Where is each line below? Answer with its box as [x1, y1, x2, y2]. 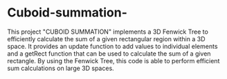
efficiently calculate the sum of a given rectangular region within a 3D [7, 34, 206, 43]
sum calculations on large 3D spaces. [7, 64, 114, 72]
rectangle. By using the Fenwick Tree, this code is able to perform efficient [7, 56, 220, 65]
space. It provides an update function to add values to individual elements [7, 42, 218, 50]
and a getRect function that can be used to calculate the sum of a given [7, 49, 211, 58]
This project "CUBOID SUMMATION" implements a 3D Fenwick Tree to [7, 27, 209, 36]
